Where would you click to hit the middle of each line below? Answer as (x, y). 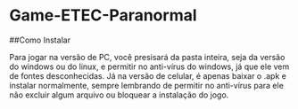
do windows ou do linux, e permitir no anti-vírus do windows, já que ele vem (149, 66)
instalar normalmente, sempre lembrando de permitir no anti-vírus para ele (146, 85)
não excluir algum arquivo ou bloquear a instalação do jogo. (119, 95)
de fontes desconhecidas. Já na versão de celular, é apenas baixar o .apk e (148, 75)
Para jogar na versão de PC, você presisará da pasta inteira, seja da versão (147, 57)
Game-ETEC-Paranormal (103, 16)
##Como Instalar (40, 40)
